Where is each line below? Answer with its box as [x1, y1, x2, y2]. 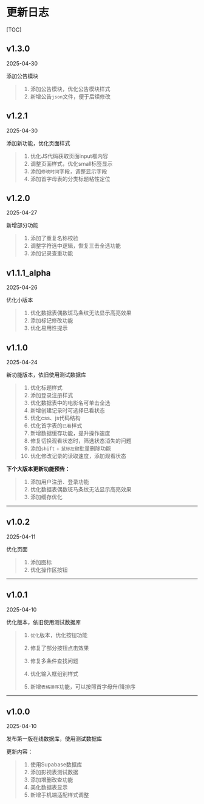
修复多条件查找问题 [30, 657, 79, 664]
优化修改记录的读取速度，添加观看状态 [30, 452, 126, 459]
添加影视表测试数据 [30, 769, 79, 776]
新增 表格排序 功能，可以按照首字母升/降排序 [30, 683, 136, 690]
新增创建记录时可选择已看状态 [30, 407, 105, 414]
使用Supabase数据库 [30, 761, 83, 768]
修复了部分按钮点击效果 [30, 644, 89, 652]
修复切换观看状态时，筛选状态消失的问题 [30, 437, 132, 444]
